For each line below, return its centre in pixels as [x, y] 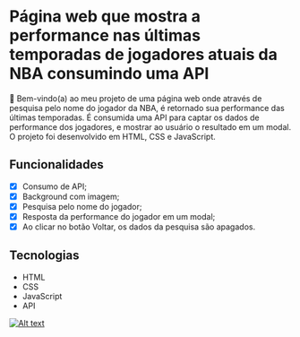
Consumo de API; [55, 186]
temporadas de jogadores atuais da [143, 55]
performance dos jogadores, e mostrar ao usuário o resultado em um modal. [150, 126]
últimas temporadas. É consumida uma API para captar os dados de [134, 117]
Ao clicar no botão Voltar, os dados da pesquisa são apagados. [139, 227]
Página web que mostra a [105, 17]
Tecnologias [44, 256]
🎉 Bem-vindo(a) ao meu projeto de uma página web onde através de [136, 98]
